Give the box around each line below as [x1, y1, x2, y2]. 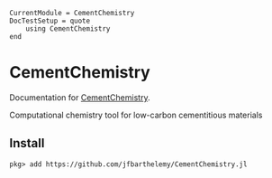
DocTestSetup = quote [9, 16, 91, 25]
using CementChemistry [25, 24, 111, 33]
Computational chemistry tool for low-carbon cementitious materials [9, 109, 263, 120]
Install [9, 136, 45, 151]
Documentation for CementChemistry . [9, 91, 150, 103]
